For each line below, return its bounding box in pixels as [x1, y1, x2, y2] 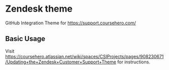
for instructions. [117, 59, 150, 65]
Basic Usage [5, 34, 46, 43]
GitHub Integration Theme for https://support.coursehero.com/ [5, 20, 136, 26]
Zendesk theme [5, 3, 73, 15]
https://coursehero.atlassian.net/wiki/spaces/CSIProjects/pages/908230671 [5, 53, 164, 59]
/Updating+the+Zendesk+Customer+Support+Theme [5, 59, 116, 65]
